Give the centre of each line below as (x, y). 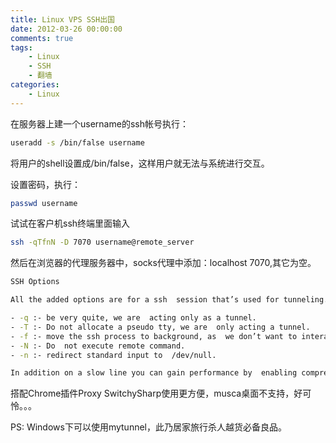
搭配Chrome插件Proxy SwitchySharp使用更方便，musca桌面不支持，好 (156, 393)
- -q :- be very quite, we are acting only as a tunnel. (133, 318)
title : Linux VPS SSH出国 (62, 19)
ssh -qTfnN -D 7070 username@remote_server (102, 242)
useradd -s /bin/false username (77, 142)
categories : (35, 85)
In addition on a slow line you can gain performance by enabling (154, 373)
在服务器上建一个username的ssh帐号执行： (99, 123)
